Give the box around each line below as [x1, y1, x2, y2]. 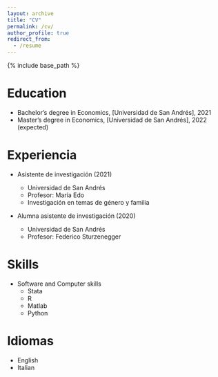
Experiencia [7, 147, 77, 163]
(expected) [17, 122, 49, 131]
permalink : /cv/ [7, 23, 54, 30]
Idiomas [7, 333, 54, 349]
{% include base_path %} [7, 62, 80, 69]
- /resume [13, 42, 41, 49]
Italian [17, 363, 35, 371]
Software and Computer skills [17, 279, 101, 288]
